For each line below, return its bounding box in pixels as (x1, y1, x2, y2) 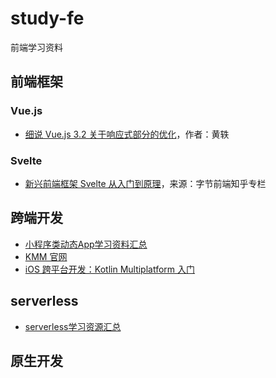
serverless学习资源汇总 (24, 320, 122, 332)
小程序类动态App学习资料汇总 (24, 238, 148, 250)
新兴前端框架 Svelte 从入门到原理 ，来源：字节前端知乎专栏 (24, 177, 267, 189)
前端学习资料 (10, 41, 63, 53)
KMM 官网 (24, 250, 68, 262)
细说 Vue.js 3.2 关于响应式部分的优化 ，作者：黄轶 (24, 128, 230, 140)
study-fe (10, 7, 85, 30)
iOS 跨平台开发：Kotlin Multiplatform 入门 (24, 263, 196, 275)
